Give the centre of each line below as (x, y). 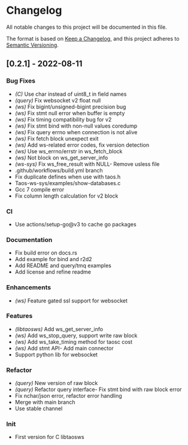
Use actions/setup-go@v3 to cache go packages (75, 224)
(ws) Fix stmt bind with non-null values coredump (76, 126)
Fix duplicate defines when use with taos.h (68, 177)
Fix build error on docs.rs (46, 253)
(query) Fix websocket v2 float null (58, 100)
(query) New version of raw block (56, 383)
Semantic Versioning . (32, 45)
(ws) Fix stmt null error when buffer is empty (70, 113)
